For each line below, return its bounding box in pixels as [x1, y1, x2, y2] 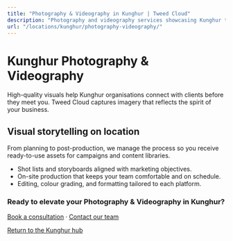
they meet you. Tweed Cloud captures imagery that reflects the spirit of [7, 98, 212, 106]
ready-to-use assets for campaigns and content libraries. [7, 151, 171, 160]
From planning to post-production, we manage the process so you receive [7, 144, 219, 153]
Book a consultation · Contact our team [7, 213, 119, 221]
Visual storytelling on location [7, 126, 140, 138]
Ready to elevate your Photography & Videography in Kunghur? [7, 197, 225, 207]
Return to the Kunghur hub [7, 226, 83, 235]
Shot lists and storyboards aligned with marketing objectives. [17, 165, 192, 174]
